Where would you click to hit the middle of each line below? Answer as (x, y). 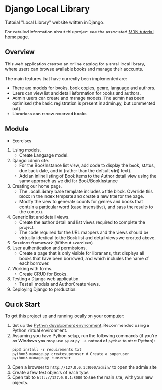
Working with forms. (32, 268)
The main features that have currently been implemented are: (66, 78)
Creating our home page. (37, 186)
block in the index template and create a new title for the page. (81, 196)
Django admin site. (31, 160)
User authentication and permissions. (49, 248)
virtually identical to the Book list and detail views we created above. (87, 237)
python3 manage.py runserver (41, 358)
